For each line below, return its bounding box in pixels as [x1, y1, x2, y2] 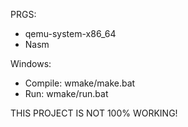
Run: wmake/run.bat [24, 88, 109, 99]
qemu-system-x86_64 [24, 28, 117, 39]
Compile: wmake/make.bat [24, 77, 136, 89]
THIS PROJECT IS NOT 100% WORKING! [10, 107, 178, 119]
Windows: [10, 58, 52, 69]
